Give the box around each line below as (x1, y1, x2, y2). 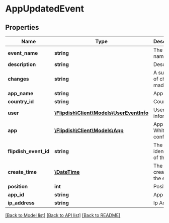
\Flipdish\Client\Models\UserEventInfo (54, 109, 149, 116)
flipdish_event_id (8, 148, 50, 155)
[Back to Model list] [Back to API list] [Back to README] (5, 212, 121, 218)
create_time (8, 169, 37, 175)
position (8, 183, 28, 190)
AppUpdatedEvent (5, 3, 84, 15)
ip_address (8, 199, 35, 206)
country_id (8, 98, 34, 105)
